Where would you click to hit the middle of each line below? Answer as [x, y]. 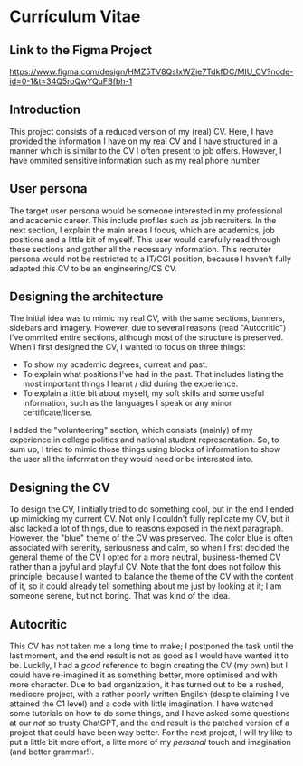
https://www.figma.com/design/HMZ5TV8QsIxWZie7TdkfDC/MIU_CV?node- [151, 71]
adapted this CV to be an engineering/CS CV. [94, 268]
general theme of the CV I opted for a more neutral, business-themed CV [145, 557]
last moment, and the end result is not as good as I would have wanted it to [149, 656]
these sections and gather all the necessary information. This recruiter [140, 249]
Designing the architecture [86, 297]
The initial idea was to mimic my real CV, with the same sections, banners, [147, 318]
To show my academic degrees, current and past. [115, 364]
